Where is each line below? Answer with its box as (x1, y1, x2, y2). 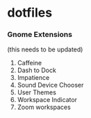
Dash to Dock (17, 66, 57, 74)
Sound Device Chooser (17, 81, 84, 90)
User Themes (17, 88, 57, 96)
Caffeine (17, 59, 42, 67)
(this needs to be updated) (7, 45, 83, 53)
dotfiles (7, 5, 53, 21)
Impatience (17, 74, 50, 82)
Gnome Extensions (7, 30, 73, 40)
